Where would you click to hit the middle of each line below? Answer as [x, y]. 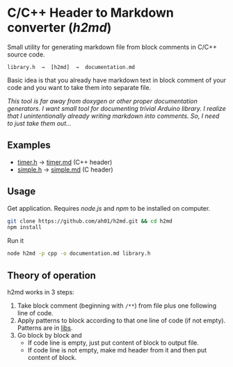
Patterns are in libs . [45, 328]
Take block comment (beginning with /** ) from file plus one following [117, 306]
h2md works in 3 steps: [41, 292]
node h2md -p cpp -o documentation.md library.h [79, 254]
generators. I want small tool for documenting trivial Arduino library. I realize [116, 108]
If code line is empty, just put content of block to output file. [113, 343]
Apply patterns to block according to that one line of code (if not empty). [121, 320]
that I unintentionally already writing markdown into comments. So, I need [113, 116]
